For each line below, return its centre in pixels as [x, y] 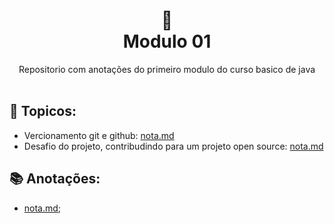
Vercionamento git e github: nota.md [99, 135]
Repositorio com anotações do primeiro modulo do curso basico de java [167, 69]
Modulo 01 [167, 41]
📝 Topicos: [43, 111]
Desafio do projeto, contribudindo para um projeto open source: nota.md [173, 146]
